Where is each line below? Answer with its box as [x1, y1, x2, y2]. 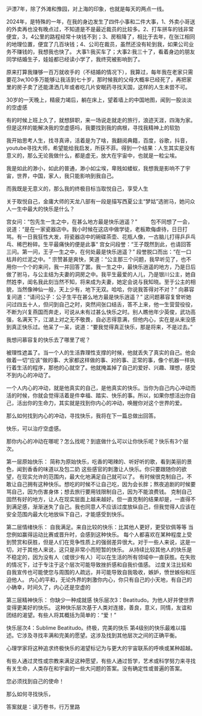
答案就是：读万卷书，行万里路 [6, 703, 80, 710]
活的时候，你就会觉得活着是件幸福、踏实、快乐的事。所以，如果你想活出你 [6, 392, 191, 399]
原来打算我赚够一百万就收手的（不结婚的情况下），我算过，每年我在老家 [6, 69, 183, 75]
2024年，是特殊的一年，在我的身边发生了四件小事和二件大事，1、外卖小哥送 [6, 18, 195, 25]
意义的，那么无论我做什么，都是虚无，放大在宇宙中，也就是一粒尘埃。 [6, 152, 180, 159]
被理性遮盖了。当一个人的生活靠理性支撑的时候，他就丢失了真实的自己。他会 [6, 349, 196, 356]
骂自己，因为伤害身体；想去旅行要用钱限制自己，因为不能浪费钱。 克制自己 [6, 488, 192, 495]
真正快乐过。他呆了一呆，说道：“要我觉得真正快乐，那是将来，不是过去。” [11, 324, 193, 330]
